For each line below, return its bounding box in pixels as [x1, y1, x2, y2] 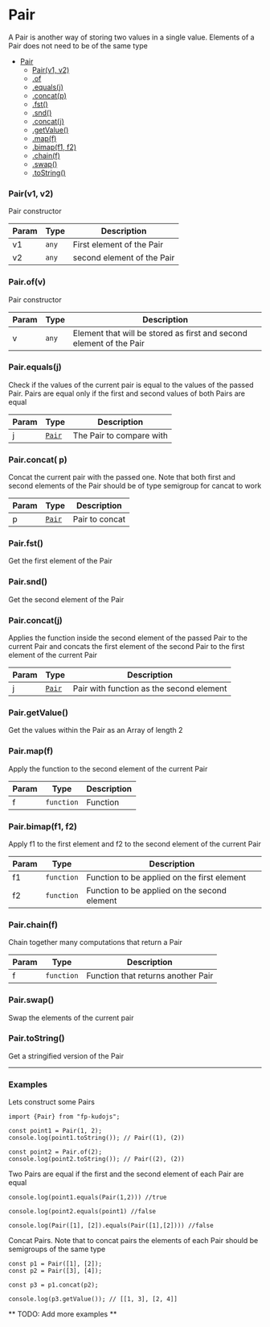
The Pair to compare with [72, 430, 169, 441]
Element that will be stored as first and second [72, 327, 247, 339]
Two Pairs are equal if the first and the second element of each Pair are [8, 1169, 244, 1179]
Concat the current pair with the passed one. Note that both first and [8, 472, 235, 482]
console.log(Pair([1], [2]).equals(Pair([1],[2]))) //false [8, 1221, 215, 1230]
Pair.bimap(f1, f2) [8, 821, 78, 832]
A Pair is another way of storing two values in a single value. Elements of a [8, 32, 255, 42]
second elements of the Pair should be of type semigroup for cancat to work [8, 481, 262, 491]
